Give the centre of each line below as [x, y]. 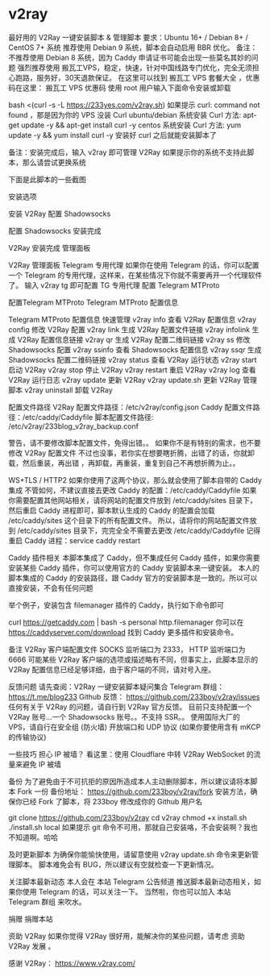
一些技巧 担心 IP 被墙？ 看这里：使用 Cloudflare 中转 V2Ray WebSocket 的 [131, 754]
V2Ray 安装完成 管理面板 [50, 247]
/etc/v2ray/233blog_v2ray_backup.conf [74, 426]
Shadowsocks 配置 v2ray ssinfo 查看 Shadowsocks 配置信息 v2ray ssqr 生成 [135, 349]
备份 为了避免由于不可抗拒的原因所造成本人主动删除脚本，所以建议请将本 [129, 781]
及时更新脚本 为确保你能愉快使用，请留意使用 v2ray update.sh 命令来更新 [130, 854]
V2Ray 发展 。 [32, 946]
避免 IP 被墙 [42, 764]
